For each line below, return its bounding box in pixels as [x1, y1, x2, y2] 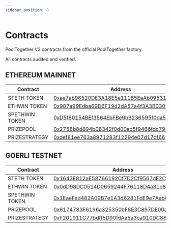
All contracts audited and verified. [5, 56, 76, 62]
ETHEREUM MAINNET [5, 71, 76, 79]
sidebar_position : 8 [5, 7, 49, 13]
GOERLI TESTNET [5, 151, 63, 160]
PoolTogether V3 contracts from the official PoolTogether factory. [5, 46, 143, 52]
